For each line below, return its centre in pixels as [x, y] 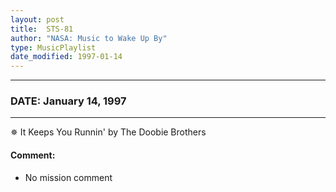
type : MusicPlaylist [53, 47]
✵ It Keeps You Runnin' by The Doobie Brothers [108, 132]
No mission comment [68, 177]
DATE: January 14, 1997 [68, 101]
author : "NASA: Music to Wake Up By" [89, 38]
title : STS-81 [42, 29]
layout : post [37, 19]
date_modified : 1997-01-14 [66, 57]
